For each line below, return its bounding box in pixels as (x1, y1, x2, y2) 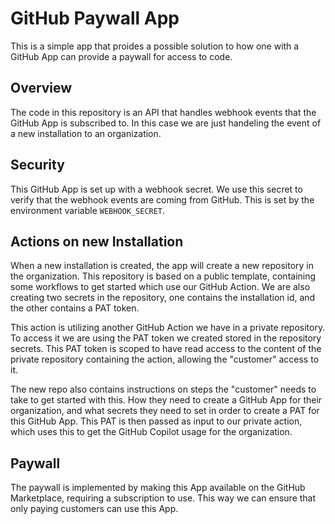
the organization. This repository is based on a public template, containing (10, 270, 317, 282)
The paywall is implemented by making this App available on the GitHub (10, 482, 306, 494)
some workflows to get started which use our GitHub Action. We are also (10, 281, 311, 293)
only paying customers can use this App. (10, 503, 179, 515)
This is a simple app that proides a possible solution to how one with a (10, 40, 300, 52)
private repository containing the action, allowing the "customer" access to (10, 353, 320, 366)
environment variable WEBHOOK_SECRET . (10, 204, 166, 216)
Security (10, 157, 65, 174)
